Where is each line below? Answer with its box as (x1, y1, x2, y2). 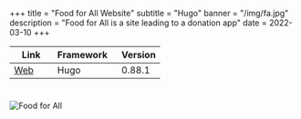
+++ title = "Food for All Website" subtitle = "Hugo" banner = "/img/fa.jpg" (9, 8, 289, 18)
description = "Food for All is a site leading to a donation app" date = (9, 17, 267, 28)
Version (121, 49, 157, 61)
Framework (57, 49, 108, 61)
